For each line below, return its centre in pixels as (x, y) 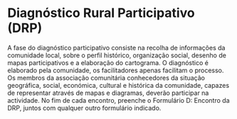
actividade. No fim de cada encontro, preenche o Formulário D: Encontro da (118, 100)
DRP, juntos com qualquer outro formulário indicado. (84, 108)
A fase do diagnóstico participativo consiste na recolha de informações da (116, 47)
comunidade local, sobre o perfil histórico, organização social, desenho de (117, 55)
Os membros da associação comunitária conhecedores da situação (106, 78)
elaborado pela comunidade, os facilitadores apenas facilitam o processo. (116, 70)
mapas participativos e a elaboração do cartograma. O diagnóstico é (108, 62)
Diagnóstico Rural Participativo (101, 13)
